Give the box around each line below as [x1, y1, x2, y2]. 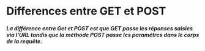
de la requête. [6, 38, 43, 45]
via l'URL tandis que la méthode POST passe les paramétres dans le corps [6, 31, 199, 38]
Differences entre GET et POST [6, 4, 166, 18]
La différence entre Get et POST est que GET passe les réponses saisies [6, 24, 193, 32]
